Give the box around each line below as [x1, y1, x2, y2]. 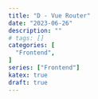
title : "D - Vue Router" [8, 11, 91, 20]
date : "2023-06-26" [8, 19, 73, 27]
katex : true [8, 71, 48, 79]
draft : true [8, 78, 48, 86]
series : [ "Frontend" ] [8, 64, 80, 72]
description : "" [8, 26, 62, 34]
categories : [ [8, 42, 56, 49]
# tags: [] [8, 34, 45, 42]
